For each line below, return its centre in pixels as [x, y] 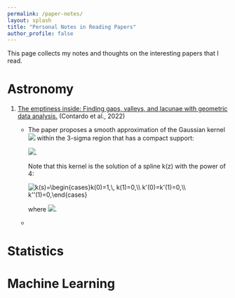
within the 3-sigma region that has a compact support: [115, 138]
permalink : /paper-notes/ [45, 14]
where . [42, 209]
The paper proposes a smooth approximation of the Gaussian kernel [127, 130]
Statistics [36, 251]
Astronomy [40, 89]
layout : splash [29, 20]
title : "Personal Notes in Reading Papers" [72, 27]
